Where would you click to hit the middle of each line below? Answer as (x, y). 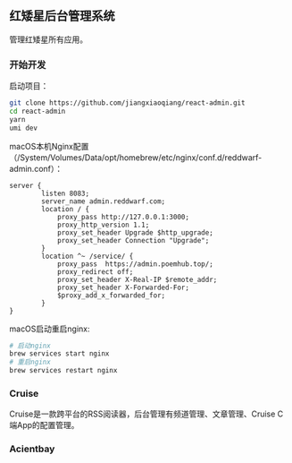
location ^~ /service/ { (88, 256)
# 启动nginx (30, 346)
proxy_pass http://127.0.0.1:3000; (123, 217)
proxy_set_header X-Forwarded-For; (123, 287)
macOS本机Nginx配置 (49, 146)
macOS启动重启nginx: (50, 329)
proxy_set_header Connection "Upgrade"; (133, 240)
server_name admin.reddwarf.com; (104, 201)
